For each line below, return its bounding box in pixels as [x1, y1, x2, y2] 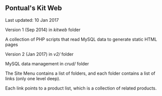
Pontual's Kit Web [5, 4, 62, 12]
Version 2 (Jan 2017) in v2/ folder [5, 51, 74, 57]
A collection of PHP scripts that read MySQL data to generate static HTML [5, 36, 158, 42]
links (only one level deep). [5, 75, 61, 81]
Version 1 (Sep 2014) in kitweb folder [5, 27, 81, 33]
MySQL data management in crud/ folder [5, 60, 89, 66]
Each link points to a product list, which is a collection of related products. [5, 85, 157, 91]
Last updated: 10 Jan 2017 [5, 17, 59, 23]
